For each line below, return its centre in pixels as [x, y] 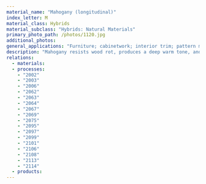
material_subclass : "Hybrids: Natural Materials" [71, 29]
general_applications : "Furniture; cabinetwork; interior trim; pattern [101, 47]
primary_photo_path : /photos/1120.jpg [56, 35]
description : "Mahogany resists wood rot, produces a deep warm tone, [98, 52]
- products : [27, 172]
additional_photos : [31, 40]
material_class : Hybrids [38, 23]
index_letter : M [27, 18]
